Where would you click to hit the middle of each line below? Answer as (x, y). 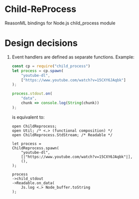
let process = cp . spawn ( (38, 71)
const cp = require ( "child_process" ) (51, 66)
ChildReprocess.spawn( (35, 148)
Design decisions (41, 43)
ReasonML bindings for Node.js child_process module (60, 23)
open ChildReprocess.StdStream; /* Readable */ (62, 135)
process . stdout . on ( (32, 94)
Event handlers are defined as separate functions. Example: (73, 57)
